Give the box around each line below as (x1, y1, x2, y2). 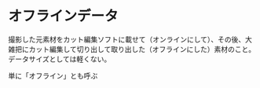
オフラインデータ (8, 7, 119, 25)
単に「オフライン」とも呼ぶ (8, 71, 98, 80)
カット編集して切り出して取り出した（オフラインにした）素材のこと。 (28, 44, 256, 53)
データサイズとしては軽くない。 (8, 54, 112, 64)
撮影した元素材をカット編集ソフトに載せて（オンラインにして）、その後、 (8, 35, 246, 44)
